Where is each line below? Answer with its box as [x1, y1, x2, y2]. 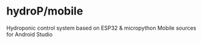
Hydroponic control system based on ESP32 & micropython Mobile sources [6, 24, 196, 31]
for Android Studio [6, 30, 53, 38]
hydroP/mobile [6, 4, 84, 18]
